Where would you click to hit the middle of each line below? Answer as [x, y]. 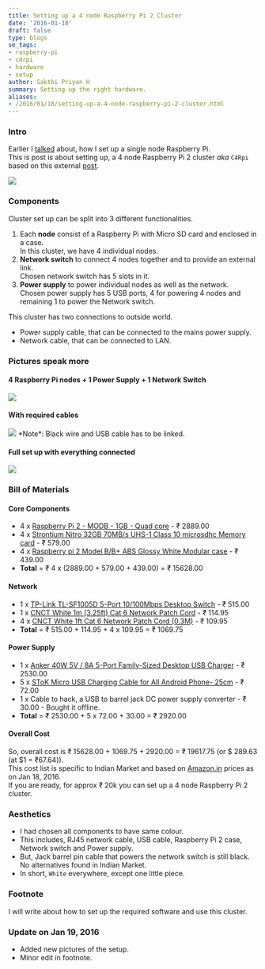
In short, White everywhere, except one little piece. [102, 874]
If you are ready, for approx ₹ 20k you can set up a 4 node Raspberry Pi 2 [128, 785]
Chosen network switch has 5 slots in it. [85, 276]
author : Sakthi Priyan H [49, 82]
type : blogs [28, 38]
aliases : [23, 97]
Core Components [39, 508]
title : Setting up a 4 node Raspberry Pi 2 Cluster [95, 15]
